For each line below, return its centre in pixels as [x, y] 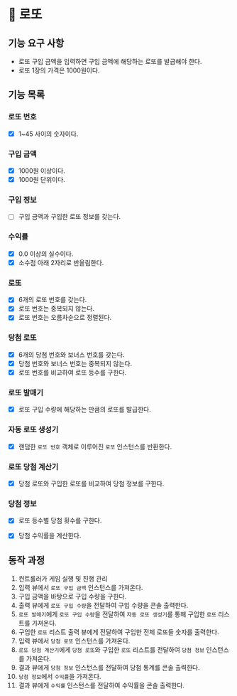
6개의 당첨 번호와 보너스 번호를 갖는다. [71, 354]
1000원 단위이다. [42, 180]
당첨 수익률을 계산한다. [50, 536]
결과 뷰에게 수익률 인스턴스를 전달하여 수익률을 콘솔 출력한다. [101, 685]
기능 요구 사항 [36, 43]
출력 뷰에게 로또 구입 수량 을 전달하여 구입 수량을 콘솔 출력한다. [103, 606]
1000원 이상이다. [42, 171]
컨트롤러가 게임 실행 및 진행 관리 [63, 579]
